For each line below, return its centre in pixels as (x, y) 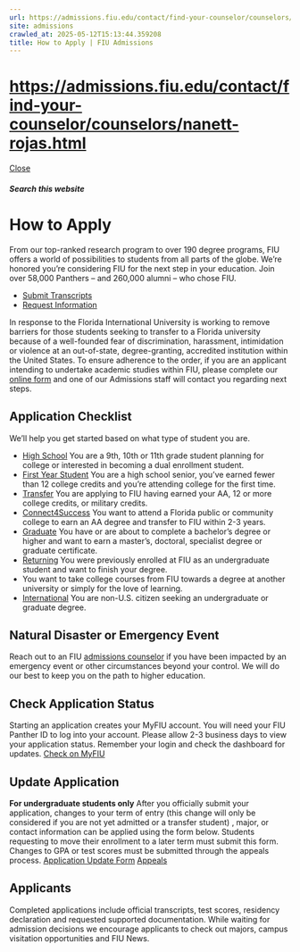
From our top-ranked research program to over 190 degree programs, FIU (145, 249)
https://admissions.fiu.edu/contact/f (150, 87)
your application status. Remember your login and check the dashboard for (147, 744)
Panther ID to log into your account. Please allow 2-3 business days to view (148, 735)
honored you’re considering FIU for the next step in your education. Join (142, 268)
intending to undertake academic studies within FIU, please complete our (144, 369)
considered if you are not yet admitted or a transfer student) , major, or (139, 822)
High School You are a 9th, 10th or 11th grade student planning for (143, 455)
